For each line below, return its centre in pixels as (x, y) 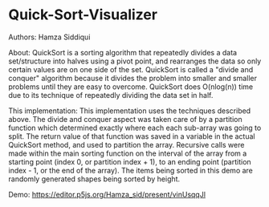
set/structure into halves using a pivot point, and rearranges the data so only (135, 61)
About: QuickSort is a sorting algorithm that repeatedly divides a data (123, 52)
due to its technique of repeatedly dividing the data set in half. (111, 95)
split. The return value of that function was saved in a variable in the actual (132, 136)
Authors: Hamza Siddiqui (49, 37)
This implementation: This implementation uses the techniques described (130, 111)
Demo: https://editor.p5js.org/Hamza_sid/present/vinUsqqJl (107, 194)
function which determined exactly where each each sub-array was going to (135, 128)
